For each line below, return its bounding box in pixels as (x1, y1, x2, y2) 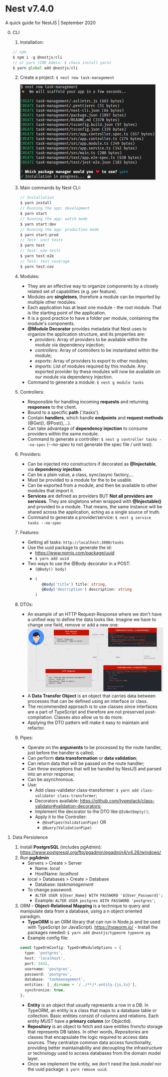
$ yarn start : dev (20, 222, 57, 227)
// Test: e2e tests (20, 248, 61, 253)
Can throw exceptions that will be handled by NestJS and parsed (27, 766, 161, 772)
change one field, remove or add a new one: (27, 622, 119, 628)
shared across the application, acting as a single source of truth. (27, 509, 160, 515)
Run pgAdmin (20, 855, 49, 861)
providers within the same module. (27, 430, 99, 436)
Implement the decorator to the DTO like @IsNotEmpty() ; (35, 809, 150, 815)
